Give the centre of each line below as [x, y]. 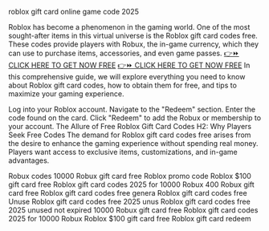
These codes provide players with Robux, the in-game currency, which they [134, 44]
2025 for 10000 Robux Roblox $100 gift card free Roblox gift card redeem [130, 219]
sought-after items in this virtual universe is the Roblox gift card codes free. [133, 36]
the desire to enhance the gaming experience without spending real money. [133, 143]
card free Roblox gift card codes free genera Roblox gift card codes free [128, 193]
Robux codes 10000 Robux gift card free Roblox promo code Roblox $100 [130, 176]
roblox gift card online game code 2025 [73, 12]
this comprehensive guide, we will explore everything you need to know [127, 77]
